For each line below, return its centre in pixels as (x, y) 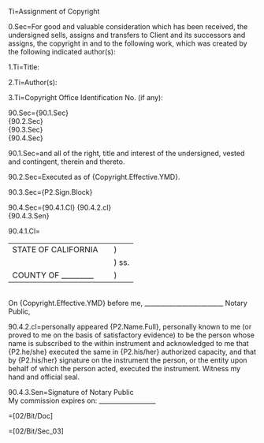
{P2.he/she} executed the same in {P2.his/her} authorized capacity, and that (132, 352)
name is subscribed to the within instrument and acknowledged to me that (129, 343)
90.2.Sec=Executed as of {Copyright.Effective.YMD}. (94, 177)
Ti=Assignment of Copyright (54, 11)
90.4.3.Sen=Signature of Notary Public (71, 392)
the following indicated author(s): (62, 52)
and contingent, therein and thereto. (67, 162)
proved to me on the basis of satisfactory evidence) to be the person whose (131, 335)
